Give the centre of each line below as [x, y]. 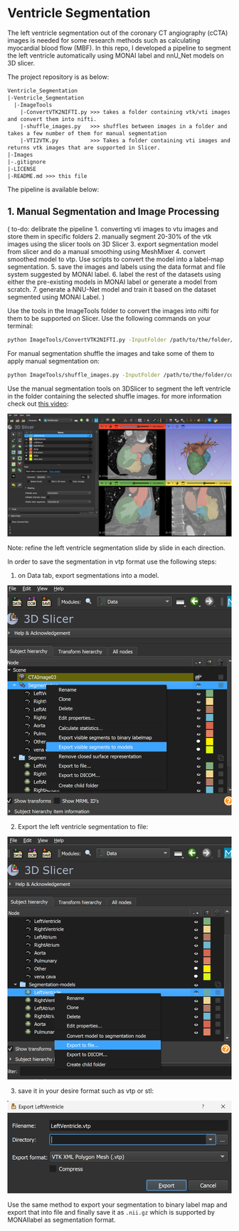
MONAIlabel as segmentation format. [62, 1220]
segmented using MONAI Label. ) [56, 297]
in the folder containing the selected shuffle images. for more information [115, 396]
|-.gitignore [27, 162]
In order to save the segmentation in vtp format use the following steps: [112, 562]
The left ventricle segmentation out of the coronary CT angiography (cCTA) [118, 33]
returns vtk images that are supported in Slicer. [84, 147]
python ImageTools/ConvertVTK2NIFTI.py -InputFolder [87, 339]
